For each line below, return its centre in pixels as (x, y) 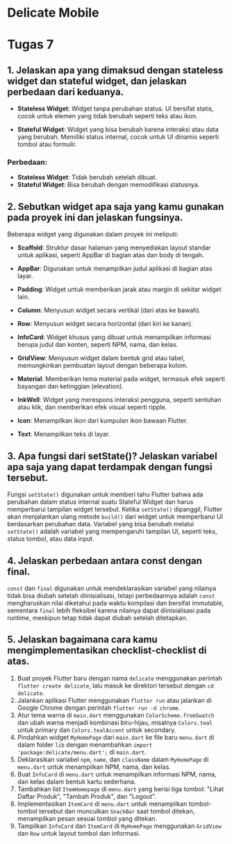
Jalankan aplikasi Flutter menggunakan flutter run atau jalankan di (114, 700)
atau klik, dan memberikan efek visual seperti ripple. (92, 407)
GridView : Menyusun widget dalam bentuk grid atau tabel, (101, 358)
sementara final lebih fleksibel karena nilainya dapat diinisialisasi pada (109, 610)
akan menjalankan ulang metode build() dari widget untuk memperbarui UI (115, 517)
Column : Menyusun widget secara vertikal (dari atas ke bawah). (109, 310)
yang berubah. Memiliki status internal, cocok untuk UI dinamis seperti (118, 137)
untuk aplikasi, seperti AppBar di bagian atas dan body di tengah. (110, 255)
